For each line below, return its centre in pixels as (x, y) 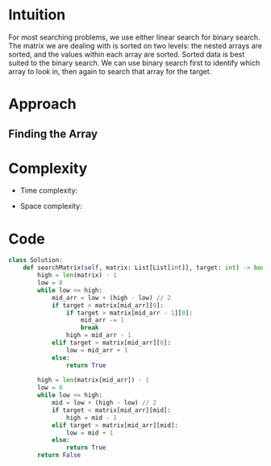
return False (59, 456)
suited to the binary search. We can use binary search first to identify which (134, 63)
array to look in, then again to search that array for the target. (110, 71)
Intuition (37, 15)
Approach (42, 104)
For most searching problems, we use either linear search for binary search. (134, 37)
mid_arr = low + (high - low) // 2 (111, 297)
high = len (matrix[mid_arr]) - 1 (94, 381)
